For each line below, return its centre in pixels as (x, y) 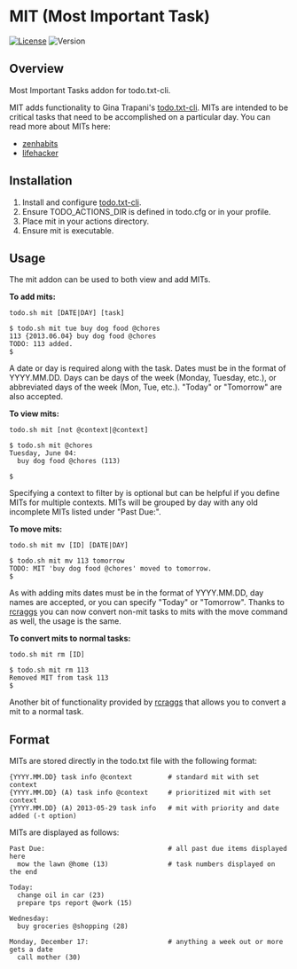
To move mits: (36, 529)
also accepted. (36, 397)
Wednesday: (29, 919)
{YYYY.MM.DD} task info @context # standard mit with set (134, 777)
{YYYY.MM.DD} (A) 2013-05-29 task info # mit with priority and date (144, 808)
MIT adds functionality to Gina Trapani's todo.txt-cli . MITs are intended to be (149, 107)
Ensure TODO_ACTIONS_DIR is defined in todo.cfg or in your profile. (146, 211)
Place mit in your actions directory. (85, 221)
